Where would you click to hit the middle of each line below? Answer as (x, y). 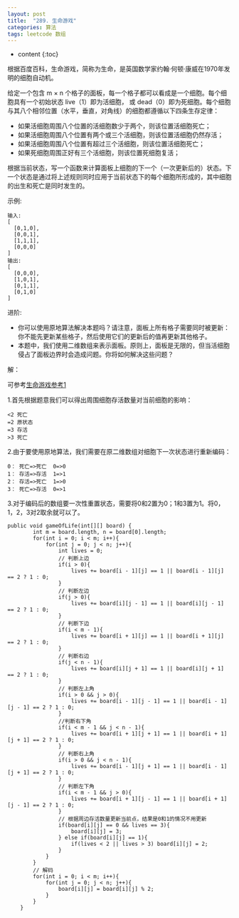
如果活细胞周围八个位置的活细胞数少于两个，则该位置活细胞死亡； (114, 126)
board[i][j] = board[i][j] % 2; (106, 889)
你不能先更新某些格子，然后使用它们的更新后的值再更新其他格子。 (114, 337)
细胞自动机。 (38, 78)
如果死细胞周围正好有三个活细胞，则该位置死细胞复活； (99, 153)
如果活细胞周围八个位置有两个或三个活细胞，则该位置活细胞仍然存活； (121, 135)
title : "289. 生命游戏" (42, 21)
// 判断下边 (74, 624)
